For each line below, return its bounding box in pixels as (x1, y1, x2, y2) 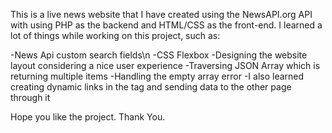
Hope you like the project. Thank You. (10, 111, 166, 123)
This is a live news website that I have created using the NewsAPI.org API (10, 9, 313, 20)
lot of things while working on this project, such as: (10, 30, 221, 41)
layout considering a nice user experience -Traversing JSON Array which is (10, 60, 321, 71)
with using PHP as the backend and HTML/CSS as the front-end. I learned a (10, 19, 323, 31)
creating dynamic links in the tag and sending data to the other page (10, 81, 292, 93)
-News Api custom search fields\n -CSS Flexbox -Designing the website (10, 49, 308, 61)
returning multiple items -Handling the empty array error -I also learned (10, 70, 305, 82)
